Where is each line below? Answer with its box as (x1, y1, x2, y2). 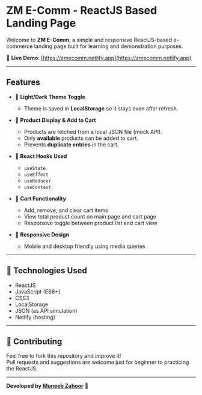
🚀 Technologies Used (6, 265, 87, 276)
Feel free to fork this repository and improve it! (6, 352, 121, 360)
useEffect (23, 172, 49, 178)
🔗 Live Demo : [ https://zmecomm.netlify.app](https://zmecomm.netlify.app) (6, 54, 192, 61)
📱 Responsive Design (14, 231, 70, 238)
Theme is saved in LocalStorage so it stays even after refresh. (23, 104, 179, 112)
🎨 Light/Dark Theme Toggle (14, 93, 85, 100)
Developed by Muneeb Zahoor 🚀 (6, 382, 89, 390)
